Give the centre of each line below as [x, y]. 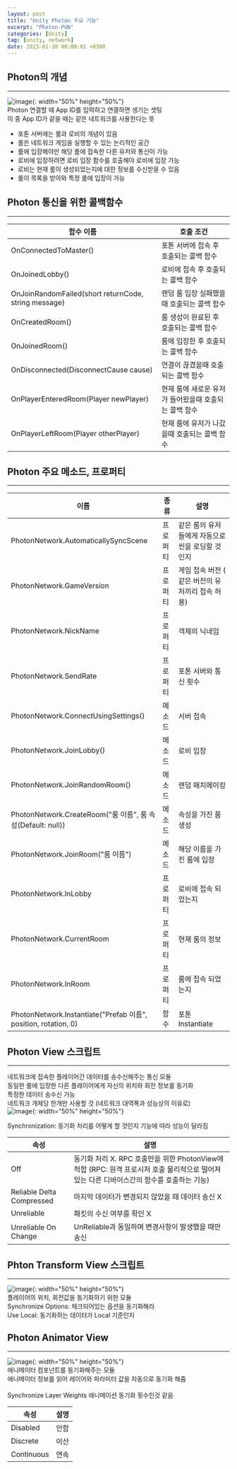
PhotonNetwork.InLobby [51, 894]
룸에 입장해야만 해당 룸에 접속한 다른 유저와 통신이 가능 [93, 151]
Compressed [32, 1201]
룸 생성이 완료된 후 [190, 317]
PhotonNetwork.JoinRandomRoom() [71, 785]
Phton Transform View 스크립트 [76, 1265]
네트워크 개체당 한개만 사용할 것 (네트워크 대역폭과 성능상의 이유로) [99, 1103]
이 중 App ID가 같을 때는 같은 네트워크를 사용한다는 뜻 [81, 118]
